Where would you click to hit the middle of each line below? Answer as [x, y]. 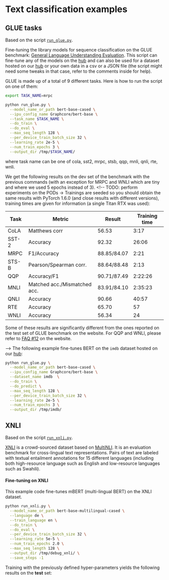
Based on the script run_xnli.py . [39, 437]
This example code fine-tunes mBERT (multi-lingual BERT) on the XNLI [78, 492]
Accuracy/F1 [44, 276]
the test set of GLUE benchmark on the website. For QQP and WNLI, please [83, 333]
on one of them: [22, 86]
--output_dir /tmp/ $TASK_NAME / [43, 152]
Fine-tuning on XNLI [27, 480]
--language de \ [27, 515]
